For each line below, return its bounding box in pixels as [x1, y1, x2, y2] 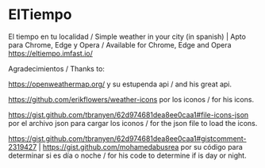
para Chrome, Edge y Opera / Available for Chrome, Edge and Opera [8, 40, 232, 49]
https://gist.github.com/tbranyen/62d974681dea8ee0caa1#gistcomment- [8, 133, 248, 143]
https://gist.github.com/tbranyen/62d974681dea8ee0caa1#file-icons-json [8, 109, 249, 120]
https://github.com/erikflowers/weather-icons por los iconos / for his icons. [8, 94, 255, 104]
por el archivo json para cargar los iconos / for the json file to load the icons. [8, 118, 258, 128]
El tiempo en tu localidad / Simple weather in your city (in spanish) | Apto [8, 32, 246, 41]
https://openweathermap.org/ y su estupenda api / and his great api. [8, 79, 232, 89]
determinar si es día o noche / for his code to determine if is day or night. [8, 151, 248, 160]
